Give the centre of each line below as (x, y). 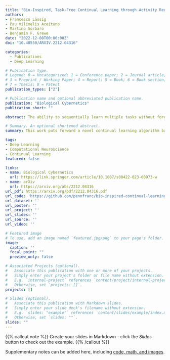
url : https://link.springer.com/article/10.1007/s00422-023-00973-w (83, 177)
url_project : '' (22, 210)
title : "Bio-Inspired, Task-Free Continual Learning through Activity (81, 10)
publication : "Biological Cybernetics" (47, 103)
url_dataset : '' (22, 201)
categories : (18, 52)
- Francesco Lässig (26, 19)
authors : (14, 15)
